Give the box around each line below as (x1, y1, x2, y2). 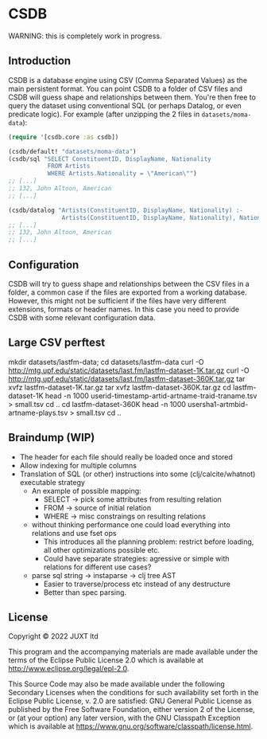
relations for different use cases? (43, 562, 152, 572)
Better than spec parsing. (43, 587, 127, 597)
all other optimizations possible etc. (43, 545, 161, 554)
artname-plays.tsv (8, 408, 68, 417)
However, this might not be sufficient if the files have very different (8, 295, 226, 305)
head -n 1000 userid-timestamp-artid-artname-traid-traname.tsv (44, 391, 257, 401)
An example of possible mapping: (31, 486, 141, 495)
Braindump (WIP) (8, 431, 95, 444)
